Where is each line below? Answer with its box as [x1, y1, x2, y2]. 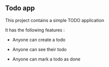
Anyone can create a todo [12, 36, 66, 42]
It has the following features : [5, 27, 65, 33]
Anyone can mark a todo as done [12, 56, 81, 62]
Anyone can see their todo [12, 46, 67, 52]
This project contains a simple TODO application [5, 17, 105, 23]
